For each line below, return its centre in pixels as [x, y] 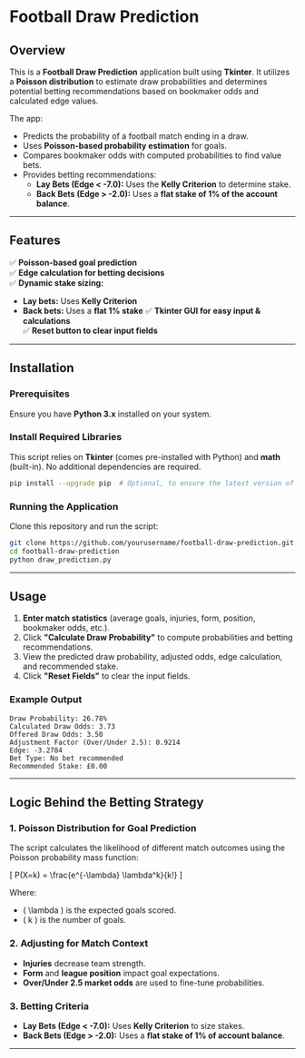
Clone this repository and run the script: [84, 526]
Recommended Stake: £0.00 [58, 766]
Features [35, 241]
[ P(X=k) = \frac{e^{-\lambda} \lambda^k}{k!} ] [96, 875]
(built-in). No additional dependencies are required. [105, 466]
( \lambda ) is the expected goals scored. [99, 910]
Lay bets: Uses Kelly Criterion [80, 300]
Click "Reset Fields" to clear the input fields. [106, 676]
